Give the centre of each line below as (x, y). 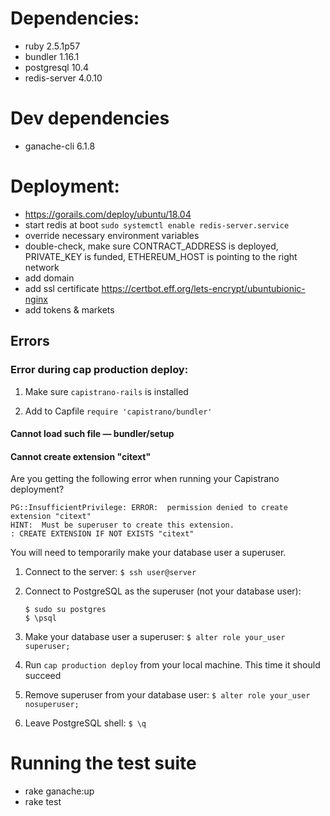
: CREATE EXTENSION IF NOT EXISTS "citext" (102, 534)
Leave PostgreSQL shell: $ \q (85, 723)
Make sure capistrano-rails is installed (106, 391)
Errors (30, 341)
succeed (43, 676)
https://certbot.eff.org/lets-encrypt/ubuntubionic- (203, 288)
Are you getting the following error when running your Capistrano (145, 479)
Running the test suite (103, 763)
